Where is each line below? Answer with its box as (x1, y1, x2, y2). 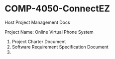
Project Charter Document (11, 38, 66, 45)
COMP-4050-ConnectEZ (4, 3, 111, 14)
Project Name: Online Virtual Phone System (4, 29, 94, 35)
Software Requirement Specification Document (11, 44, 109, 50)
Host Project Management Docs (4, 19, 70, 25)
